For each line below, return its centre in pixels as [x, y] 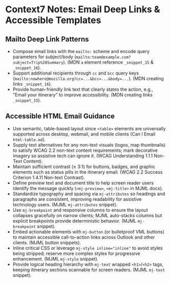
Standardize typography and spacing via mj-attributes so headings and [89, 194]
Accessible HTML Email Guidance [60, 116]
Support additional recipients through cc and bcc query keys [76, 73]
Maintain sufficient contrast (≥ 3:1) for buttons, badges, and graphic [84, 167]
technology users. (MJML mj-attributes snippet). [65, 204]
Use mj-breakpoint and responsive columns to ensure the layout [80, 210]
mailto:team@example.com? [103, 57]
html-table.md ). [29, 139]
